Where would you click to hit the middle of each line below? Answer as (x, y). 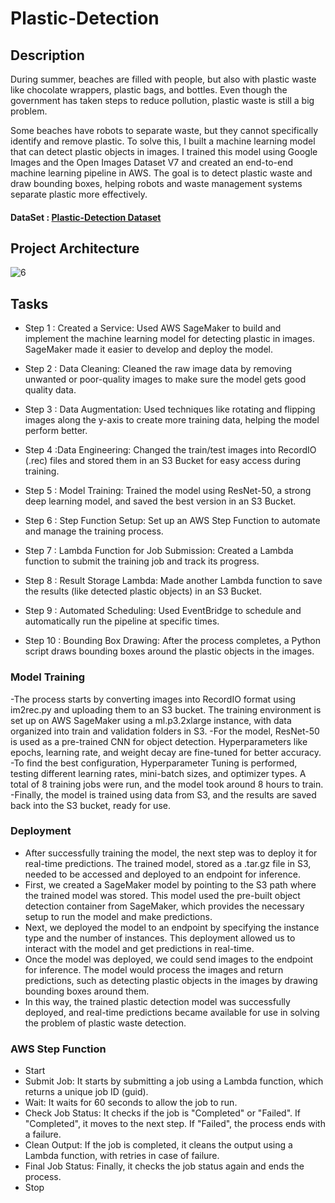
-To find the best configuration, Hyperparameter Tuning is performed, (154, 763)
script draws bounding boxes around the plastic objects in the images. (169, 651)
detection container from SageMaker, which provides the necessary (164, 906)
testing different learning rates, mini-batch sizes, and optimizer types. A (158, 773)
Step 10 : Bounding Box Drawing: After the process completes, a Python (173, 641)
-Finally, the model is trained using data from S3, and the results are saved (163, 794)
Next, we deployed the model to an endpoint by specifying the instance (172, 927)
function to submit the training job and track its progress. (142, 561)
